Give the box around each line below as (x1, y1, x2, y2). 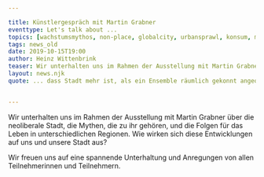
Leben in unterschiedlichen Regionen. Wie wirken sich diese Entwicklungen (8, 129, 253, 138)
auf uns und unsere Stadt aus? (8, 137, 108, 146)
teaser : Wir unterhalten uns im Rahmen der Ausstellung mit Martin (8, 62, 234, 71)
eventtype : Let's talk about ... (8, 25, 118, 34)
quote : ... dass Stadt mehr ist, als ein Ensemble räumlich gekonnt (8, 76, 237, 85)
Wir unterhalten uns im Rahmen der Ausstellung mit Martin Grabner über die (8, 112, 255, 122)
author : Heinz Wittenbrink (8, 55, 97, 63)
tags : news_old (8, 40, 58, 48)
